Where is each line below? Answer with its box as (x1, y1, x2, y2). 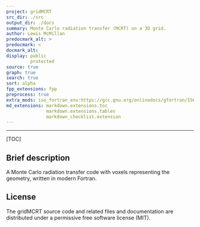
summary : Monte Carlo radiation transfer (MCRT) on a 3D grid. (6, 25, 167, 31)
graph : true (6, 70, 36, 75)
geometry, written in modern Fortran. (6, 175, 97, 182)
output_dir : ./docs (6, 20, 55, 26)
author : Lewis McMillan (6, 31, 65, 37)
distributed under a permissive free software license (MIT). (6, 214, 151, 221)
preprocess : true (6, 92, 49, 97)
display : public (6, 53, 46, 59)
